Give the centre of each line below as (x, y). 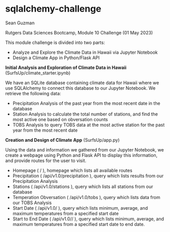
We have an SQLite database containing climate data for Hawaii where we (82, 83)
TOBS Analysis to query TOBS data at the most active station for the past (89, 125)
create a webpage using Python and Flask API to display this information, (81, 155)
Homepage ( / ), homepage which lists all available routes (72, 170)
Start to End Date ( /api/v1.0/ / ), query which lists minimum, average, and (88, 219)
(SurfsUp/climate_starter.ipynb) (38, 73)
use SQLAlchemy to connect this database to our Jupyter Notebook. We (80, 88)
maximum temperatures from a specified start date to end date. (79, 224)
